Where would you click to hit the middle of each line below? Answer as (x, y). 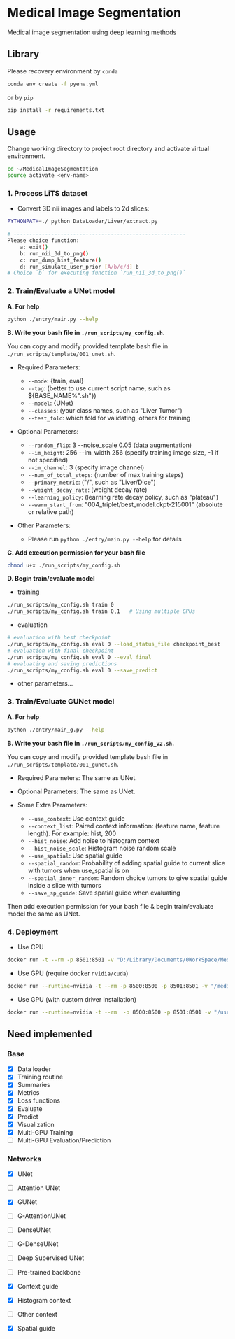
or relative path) (51, 511)
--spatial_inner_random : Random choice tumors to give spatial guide (127, 878)
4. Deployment (33, 932)
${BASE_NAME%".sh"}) (62, 395)
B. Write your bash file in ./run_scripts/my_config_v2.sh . (91, 743)
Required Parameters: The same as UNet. (77, 777)
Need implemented (50, 1034)
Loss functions (39, 1100)
